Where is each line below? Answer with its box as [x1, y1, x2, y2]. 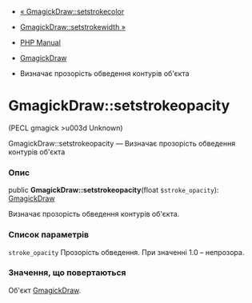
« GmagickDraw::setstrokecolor [19, 7, 125, 16]
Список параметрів [8, 229, 90, 241]
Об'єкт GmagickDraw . [8, 285, 82, 295]
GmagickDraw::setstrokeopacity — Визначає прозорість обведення [8, 138, 236, 148]
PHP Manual [19, 38, 62, 47]
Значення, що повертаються [8, 267, 126, 278]
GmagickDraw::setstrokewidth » [19, 22, 126, 31]
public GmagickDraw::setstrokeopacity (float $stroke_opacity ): [8, 185, 219, 195]
